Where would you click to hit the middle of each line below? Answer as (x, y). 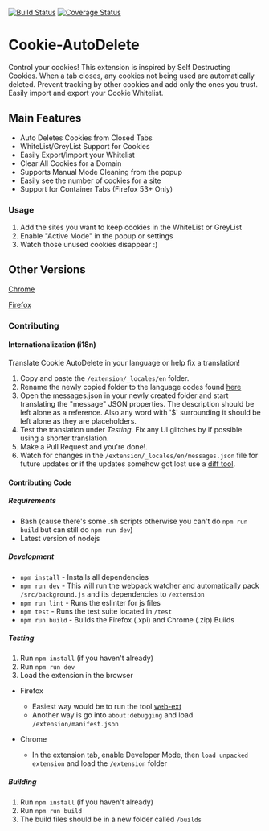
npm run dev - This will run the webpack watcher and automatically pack (139, 585)
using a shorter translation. (65, 438)
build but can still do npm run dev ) (76, 529)
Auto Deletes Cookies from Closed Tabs (86, 138)
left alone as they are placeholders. (78, 421)
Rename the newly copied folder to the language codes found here (130, 387)
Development (31, 556)
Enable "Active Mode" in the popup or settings (97, 236)
